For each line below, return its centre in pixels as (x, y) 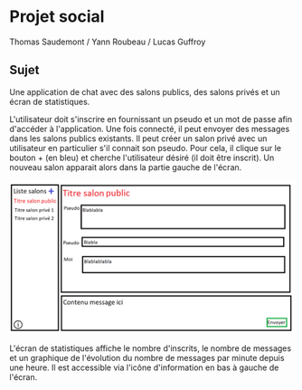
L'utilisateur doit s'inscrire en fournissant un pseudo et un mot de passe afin (151, 119)
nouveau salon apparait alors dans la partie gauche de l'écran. (126, 167)
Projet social (57, 17)
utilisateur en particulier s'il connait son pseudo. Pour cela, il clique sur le (146, 147)
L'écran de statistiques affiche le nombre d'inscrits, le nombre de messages (151, 348)
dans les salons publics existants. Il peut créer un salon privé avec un (138, 138)
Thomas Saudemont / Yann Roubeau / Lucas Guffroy (108, 42)
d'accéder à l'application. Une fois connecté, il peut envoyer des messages (150, 128)
